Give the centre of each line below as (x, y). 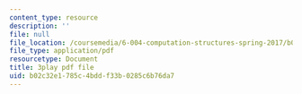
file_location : (38, 43)
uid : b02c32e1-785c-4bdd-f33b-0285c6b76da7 (92, 76)
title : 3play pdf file (52, 68)
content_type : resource (54, 17)
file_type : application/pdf (62, 51)
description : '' (40, 26)
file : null (30, 34)
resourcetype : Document (54, 59)
